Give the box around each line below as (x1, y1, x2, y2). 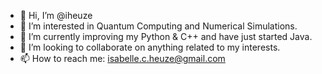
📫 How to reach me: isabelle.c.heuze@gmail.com (19, 53, 226, 64)
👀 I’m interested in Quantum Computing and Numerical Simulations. (19, 20, 298, 32)
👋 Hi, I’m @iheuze (19, 10, 93, 21)
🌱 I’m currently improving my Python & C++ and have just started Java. (19, 31, 313, 42)
